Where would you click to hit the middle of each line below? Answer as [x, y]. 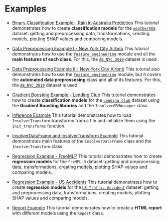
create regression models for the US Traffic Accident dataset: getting [85, 187]
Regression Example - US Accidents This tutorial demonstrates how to [85, 182]
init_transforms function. [39, 126]
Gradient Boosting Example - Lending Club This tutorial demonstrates [84, 95]
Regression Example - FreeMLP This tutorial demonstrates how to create [87, 156]
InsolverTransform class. [38, 146]
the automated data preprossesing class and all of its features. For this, [87, 80]
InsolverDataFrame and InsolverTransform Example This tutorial [78, 135]
